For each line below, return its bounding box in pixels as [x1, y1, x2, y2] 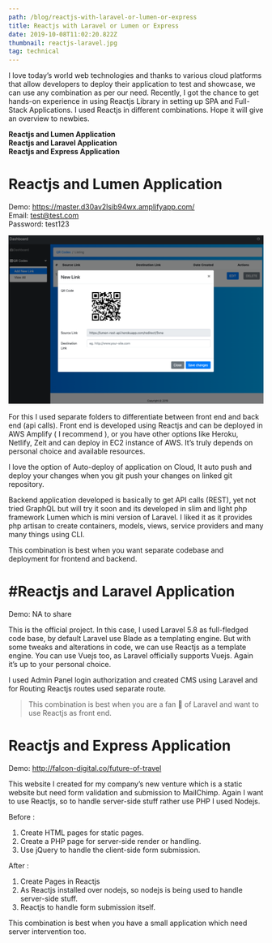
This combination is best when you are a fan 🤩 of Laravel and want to [28, 700, 259, 709]
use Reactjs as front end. [28, 708, 112, 718]
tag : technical [8, 47, 60, 56]
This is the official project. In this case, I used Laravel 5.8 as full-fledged [8, 625, 249, 635]
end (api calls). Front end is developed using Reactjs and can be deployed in [8, 420, 263, 430]
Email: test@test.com [8, 211, 79, 221]
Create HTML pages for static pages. [19, 828, 144, 838]
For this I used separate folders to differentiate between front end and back [8, 412, 260, 422]
